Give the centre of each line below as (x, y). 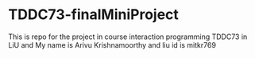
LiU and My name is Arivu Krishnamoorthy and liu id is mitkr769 (112, 44)
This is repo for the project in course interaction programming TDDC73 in (128, 37)
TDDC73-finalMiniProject (93, 15)
